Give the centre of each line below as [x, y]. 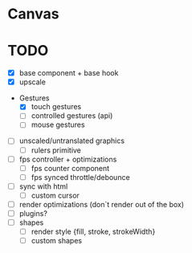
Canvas [33, 14]
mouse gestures [58, 124]
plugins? [33, 213]
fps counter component [70, 168]
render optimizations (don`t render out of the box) [102, 204]
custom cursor [55, 195]
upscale [32, 82]
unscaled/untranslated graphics [72, 141]
